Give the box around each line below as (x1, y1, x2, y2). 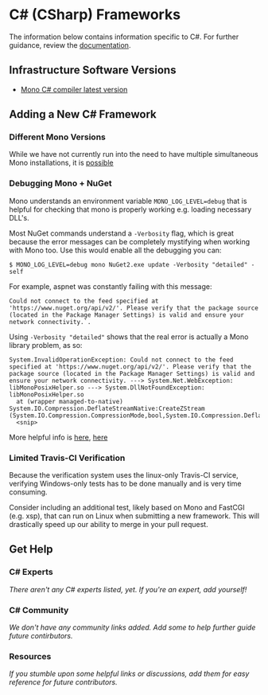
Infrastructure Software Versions (9, 64, 177, 77)
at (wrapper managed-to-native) (16, 397, 124, 405)
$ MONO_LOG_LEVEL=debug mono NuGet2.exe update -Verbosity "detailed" (9, 260, 248, 268)
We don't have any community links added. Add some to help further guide (9, 623, 256, 632)
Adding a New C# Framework (9, 107, 157, 121)
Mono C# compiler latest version (20, 84, 128, 94)
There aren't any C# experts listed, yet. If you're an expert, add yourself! (9, 584, 247, 594)
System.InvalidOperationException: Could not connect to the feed (9, 356, 234, 364)
